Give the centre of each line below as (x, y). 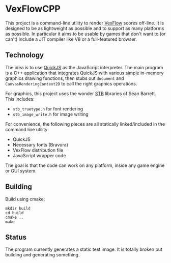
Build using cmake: (25, 199)
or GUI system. (21, 170)
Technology (25, 55)
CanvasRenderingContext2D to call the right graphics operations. (71, 83)
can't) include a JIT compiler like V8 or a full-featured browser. (71, 39)
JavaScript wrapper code (39, 155)
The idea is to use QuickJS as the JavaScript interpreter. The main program (84, 67)
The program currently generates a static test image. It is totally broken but (84, 249)
